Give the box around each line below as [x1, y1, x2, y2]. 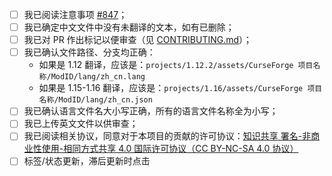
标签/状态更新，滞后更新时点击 [23, 155, 151, 167]
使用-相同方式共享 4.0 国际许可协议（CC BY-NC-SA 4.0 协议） [41, 143, 299, 155]
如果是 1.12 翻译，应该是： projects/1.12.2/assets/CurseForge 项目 [38, 59, 314, 71]
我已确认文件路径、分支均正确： [23, 46, 156, 58]
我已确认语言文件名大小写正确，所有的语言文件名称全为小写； [23, 105, 279, 117]
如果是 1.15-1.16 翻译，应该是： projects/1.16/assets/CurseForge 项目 [38, 82, 323, 94]
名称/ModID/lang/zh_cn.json [38, 95, 153, 105]
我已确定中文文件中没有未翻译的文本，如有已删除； [23, 21, 235, 33]
